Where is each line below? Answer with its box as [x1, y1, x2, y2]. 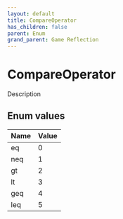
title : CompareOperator [7, 17, 77, 24]
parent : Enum [7, 29, 46, 37]
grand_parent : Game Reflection [7, 36, 99, 44]
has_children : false [7, 23, 68, 30]
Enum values [7, 110, 65, 122]
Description [7, 90, 41, 98]
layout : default [7, 10, 55, 18]
